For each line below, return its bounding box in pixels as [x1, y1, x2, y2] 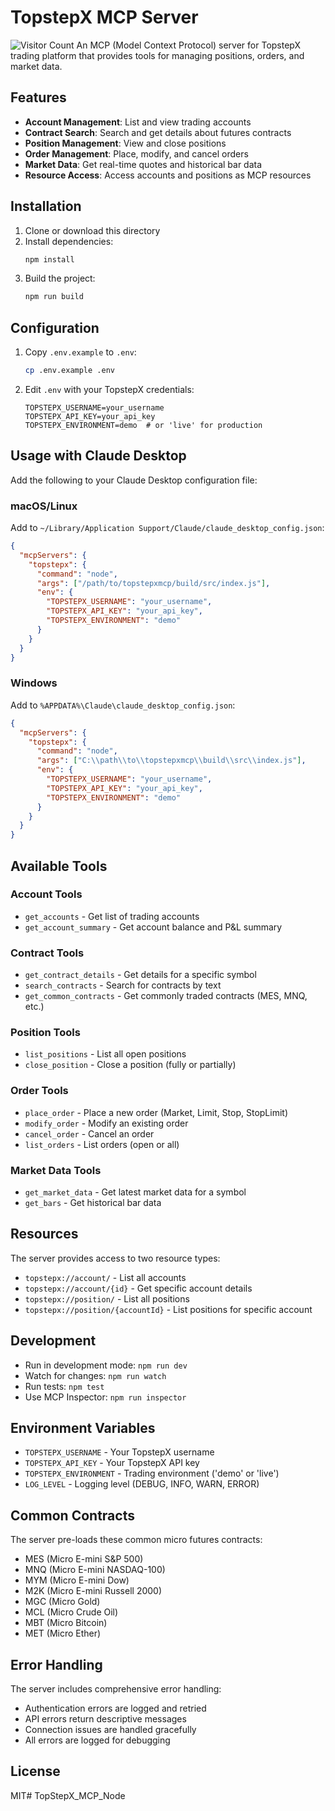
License [10, 1763, 61, 1780]
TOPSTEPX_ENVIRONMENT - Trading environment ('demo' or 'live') [24, 1467, 280, 1480]
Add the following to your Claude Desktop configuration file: [10, 474, 258, 486]
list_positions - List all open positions [24, 1048, 187, 1060]
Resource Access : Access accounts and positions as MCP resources [24, 169, 312, 181]
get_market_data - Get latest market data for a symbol [24, 1186, 247, 1198]
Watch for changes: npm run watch [24, 1369, 167, 1381]
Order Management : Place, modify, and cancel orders [24, 147, 249, 160]
